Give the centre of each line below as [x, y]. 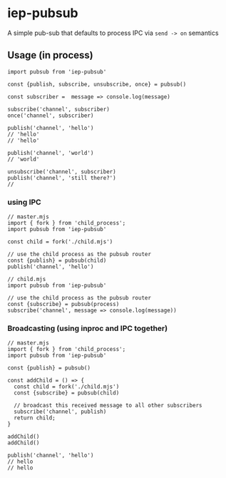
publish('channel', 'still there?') [62, 178]
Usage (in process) [51, 55]
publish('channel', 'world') [51, 153]
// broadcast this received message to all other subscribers [108, 406]
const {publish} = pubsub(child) [57, 261]
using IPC [24, 202]
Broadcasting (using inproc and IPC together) [88, 328]
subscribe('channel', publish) [60, 412]
